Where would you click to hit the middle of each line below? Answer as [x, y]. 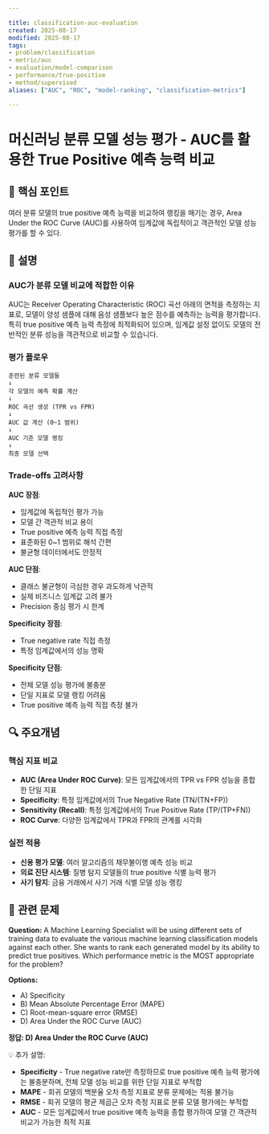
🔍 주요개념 [34, 733]
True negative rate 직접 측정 [65, 640]
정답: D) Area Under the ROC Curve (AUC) [78, 1037]
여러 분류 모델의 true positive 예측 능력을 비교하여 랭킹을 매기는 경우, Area [125, 212]
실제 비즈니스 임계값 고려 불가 [66, 596]
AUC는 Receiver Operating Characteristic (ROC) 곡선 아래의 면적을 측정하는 [130, 304]
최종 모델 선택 [29, 454]
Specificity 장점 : [35, 623]
